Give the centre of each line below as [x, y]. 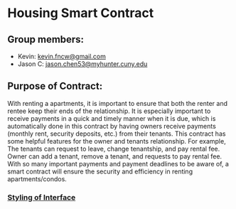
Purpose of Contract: [55, 86]
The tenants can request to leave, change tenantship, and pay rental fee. [114, 149]
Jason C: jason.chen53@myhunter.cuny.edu [82, 64]
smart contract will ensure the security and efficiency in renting [100, 171]
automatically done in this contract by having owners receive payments [112, 126]
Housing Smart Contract [81, 13]
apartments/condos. [37, 178]
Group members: [45, 39]
